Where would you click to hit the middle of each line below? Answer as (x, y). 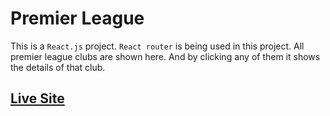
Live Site (37, 98)
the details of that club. (58, 67)
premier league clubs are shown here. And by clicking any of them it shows (165, 56)
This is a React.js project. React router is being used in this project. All (157, 46)
